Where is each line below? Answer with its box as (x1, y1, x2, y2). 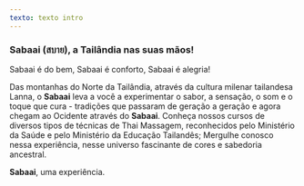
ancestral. (9, 149, 47, 160)
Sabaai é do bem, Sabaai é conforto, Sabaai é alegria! (9, 64, 211, 74)
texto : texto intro (9, 13, 84, 23)
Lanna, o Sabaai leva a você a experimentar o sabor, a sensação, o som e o (9, 91, 293, 102)
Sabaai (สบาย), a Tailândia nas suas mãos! (9, 43, 195, 55)
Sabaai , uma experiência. (9, 166, 106, 177)
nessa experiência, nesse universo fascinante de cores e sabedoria (9, 139, 262, 150)
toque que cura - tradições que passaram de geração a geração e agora (9, 101, 281, 112)
